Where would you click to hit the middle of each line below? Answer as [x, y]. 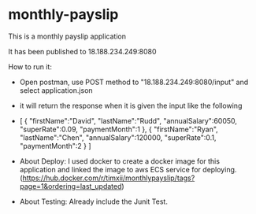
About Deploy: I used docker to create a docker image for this [120, 161]
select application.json [56, 90]
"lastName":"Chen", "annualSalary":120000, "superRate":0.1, [118, 137]
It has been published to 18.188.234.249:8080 [82, 51]
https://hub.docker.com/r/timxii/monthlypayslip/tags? [109, 178]
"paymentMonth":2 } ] [56, 146]
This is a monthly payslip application [67, 36]
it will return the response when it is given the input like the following [131, 105]
